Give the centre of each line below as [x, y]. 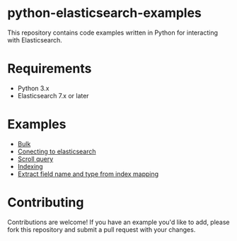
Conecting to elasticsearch [57, 151]
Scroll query [35, 159]
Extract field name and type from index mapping [88, 174]
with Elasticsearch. [35, 40]
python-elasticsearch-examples [104, 13]
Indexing [30, 166]
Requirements [50, 69]
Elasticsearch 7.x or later [53, 95]
